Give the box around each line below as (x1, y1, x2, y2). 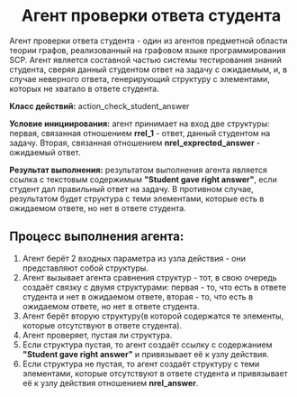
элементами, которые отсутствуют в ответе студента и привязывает (22, 367, 288, 379)
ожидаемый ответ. (9, 146, 81, 158)
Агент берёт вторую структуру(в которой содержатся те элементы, (22, 310, 284, 321)
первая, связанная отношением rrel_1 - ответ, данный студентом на (9, 127, 271, 138)
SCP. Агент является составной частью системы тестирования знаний (9, 54, 282, 65)
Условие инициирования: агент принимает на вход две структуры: (9, 118, 270, 129)
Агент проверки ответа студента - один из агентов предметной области (9, 35, 288, 46)
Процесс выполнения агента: (9, 229, 184, 245)
